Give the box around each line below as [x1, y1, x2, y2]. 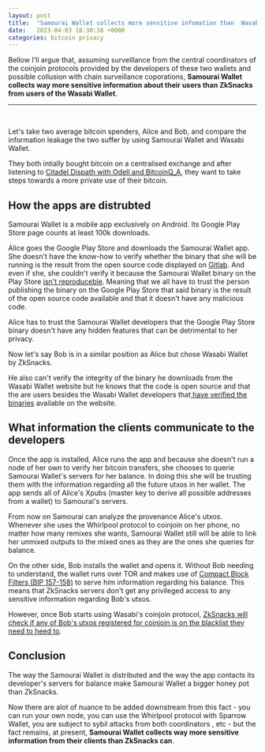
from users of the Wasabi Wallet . [8, 88, 118, 99]
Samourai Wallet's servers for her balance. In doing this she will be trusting [8, 471, 252, 480]
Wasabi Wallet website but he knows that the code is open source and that [8, 382, 251, 391]
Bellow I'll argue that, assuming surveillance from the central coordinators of [8, 55, 256, 65]
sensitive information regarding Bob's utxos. [8, 594, 152, 603]
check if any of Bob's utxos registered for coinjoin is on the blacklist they [8, 618, 244, 627]
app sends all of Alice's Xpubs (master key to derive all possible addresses [8, 487, 252, 498]
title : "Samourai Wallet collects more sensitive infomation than [8, 19, 235, 27]
